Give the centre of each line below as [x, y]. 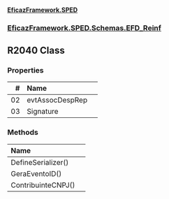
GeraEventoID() [36, 173]
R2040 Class [36, 50]
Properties [25, 70]
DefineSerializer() [40, 162]
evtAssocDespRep [57, 100]
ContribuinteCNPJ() [43, 185]
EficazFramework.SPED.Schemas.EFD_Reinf [84, 28]
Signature [43, 112]
